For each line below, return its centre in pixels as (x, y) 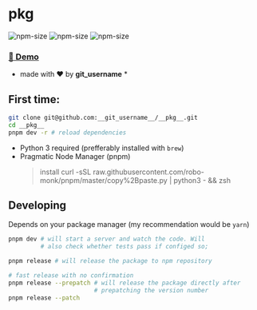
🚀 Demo (24, 57)
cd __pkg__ (26, 125)
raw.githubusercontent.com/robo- (149, 172)
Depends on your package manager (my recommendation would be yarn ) (129, 225)
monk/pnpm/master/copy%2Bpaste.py (103, 180)
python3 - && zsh (202, 180)
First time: (34, 99)
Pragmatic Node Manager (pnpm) (75, 156)
